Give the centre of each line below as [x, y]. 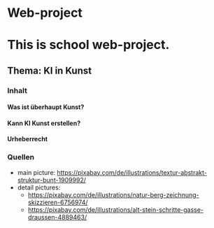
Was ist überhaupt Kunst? [46, 107]
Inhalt [17, 90]
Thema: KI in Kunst [50, 70]
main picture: [36, 172]
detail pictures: [39, 187]
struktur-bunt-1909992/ [51, 180]
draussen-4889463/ [57, 217]
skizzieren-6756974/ [58, 202]
